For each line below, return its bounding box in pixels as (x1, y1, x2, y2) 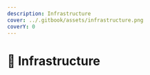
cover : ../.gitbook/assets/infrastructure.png (7, 17, 144, 24)
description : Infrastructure (7, 10, 91, 17)
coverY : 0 (7, 23, 36, 30)
